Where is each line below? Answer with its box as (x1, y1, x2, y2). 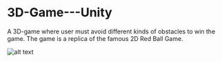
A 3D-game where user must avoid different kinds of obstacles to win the (7, 27, 216, 35)
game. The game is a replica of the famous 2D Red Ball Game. (7, 34, 184, 42)
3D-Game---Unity (7, 5, 112, 20)
